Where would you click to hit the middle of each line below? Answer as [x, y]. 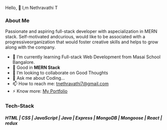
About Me [17, 20]
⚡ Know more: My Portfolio [40, 91]
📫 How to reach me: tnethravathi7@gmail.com [60, 84]
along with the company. [30, 47]
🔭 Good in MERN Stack [36, 68]
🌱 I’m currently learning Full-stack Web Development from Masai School [86, 57]
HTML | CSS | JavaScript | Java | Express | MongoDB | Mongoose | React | [84, 118]
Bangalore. [23, 62]
